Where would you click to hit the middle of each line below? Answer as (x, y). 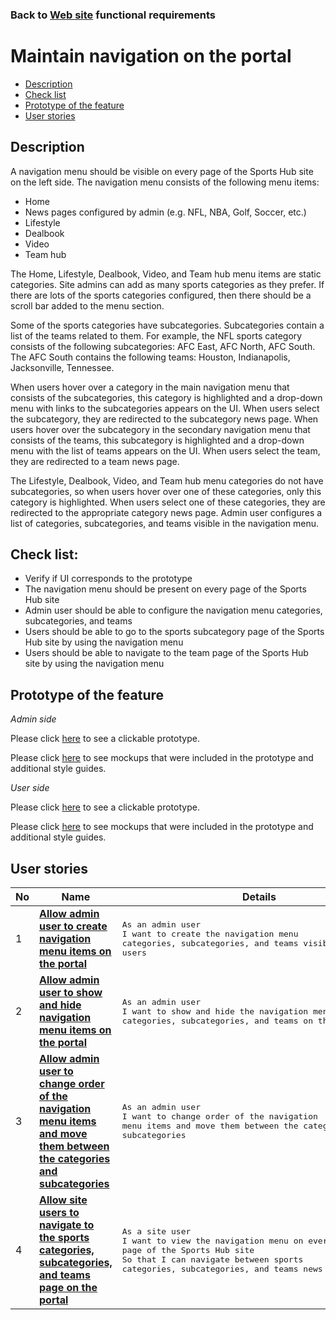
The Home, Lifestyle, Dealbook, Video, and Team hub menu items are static (166, 274)
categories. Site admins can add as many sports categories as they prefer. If (167, 284)
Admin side (33, 719)
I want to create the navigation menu (210, 934)
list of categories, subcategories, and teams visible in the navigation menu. (164, 523)
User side (30, 788)
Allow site (63, 1200)
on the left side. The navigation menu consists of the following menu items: (165, 182)
